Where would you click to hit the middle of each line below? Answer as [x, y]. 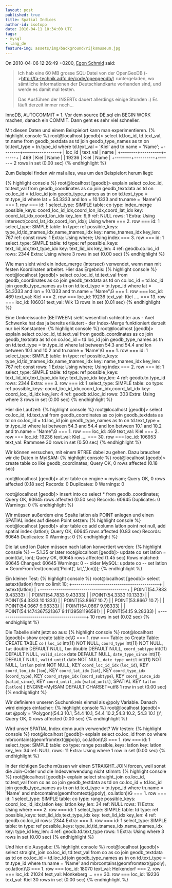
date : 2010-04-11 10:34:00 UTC [39, 29]
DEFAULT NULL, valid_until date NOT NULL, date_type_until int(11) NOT [83, 659]
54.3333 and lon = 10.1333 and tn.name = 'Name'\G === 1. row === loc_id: [84, 291]
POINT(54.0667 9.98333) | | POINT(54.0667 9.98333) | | [65, 606]
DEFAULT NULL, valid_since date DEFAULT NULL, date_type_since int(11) [83, 654]
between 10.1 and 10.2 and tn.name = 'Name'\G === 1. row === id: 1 [77, 350]
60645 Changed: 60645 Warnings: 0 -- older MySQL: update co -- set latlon [86, 563]
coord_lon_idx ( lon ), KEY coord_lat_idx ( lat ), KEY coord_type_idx [75, 670]
